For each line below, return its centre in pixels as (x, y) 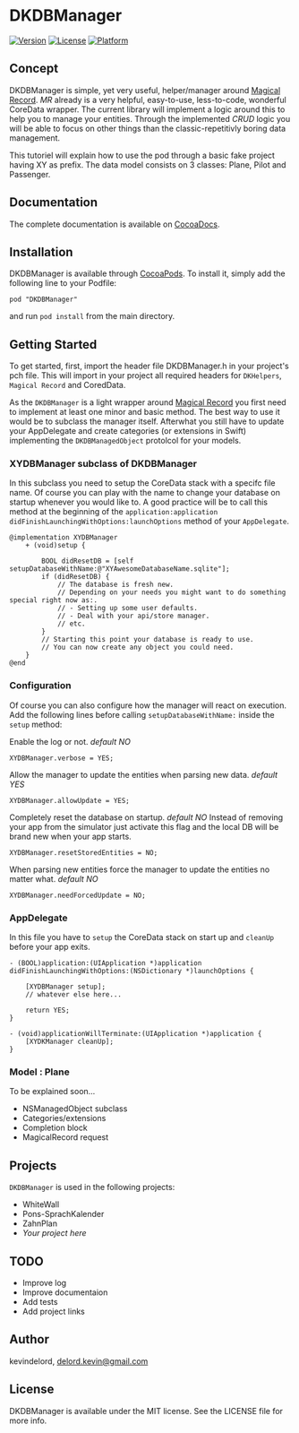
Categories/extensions (64, 1118)
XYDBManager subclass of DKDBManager (103, 464)
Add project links (53, 1311)
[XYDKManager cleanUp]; (70, 1042)
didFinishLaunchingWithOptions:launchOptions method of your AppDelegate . (149, 522)
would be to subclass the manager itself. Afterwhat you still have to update (147, 421)
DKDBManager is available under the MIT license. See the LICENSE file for (146, 1411)
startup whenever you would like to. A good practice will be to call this (139, 502)
